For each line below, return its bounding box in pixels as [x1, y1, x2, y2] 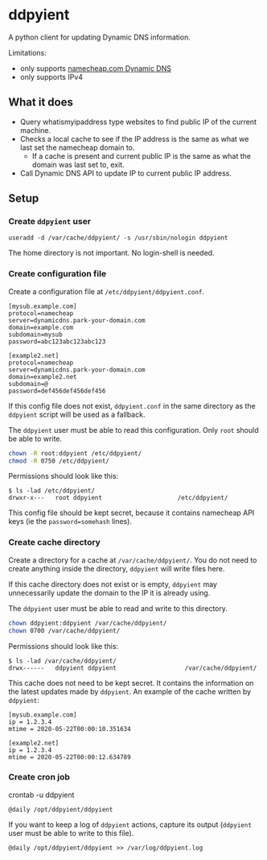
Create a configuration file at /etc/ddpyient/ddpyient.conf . [8, 286, 205, 296]
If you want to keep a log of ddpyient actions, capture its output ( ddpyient [8, 820, 252, 829]
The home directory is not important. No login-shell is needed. [8, 248, 215, 258]
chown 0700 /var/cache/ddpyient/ [8, 626, 121, 634]
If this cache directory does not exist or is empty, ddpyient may [8, 579, 217, 589]
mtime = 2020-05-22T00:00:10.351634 [8, 725, 131, 733]
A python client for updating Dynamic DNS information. [8, 32, 191, 42]
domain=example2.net [8, 372, 78, 380]
